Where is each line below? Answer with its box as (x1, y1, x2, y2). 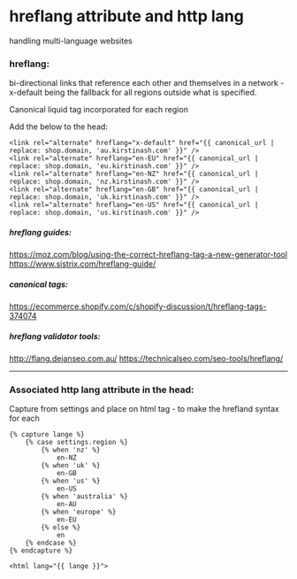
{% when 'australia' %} (41, 492, 128, 501)
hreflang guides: (9, 227, 72, 237)
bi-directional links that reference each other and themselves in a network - (9, 78, 285, 89)
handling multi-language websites (9, 35, 133, 46)
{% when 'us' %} (41, 476, 101, 486)
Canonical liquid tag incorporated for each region (9, 104, 188, 115)
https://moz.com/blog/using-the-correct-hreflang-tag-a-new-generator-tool (9, 250, 288, 260)
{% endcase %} (25, 538, 77, 548)
